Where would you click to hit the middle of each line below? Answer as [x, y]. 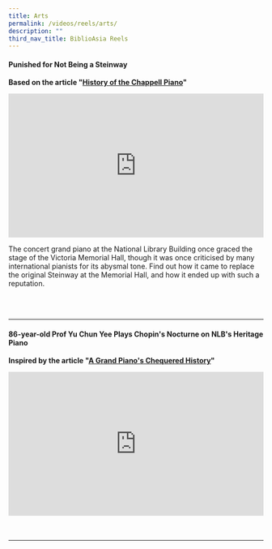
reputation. [27, 283]
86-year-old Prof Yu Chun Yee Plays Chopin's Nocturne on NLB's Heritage [136, 334]
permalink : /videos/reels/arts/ [63, 24]
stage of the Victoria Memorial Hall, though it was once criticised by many [132, 257]
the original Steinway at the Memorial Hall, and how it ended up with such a [134, 274]
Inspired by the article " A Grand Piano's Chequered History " [112, 361]
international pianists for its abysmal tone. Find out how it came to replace [132, 266]
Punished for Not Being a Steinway [68, 64]
